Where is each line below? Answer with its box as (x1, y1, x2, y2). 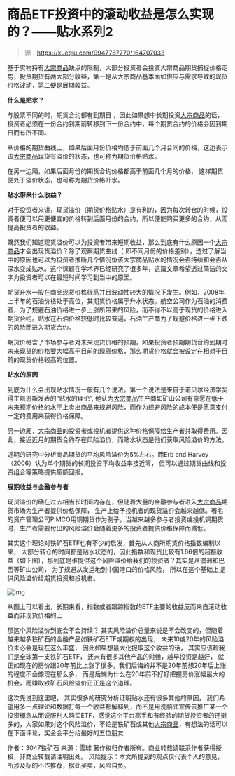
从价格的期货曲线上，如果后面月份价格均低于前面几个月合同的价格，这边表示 (7, 143, 228, 152)
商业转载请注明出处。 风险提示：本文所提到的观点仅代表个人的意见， (25, 752, 224, 761)
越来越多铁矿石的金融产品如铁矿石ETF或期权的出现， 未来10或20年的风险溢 (7, 634, 225, 643)
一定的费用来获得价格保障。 (7, 411, 87, 420)
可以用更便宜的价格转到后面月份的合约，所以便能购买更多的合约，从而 (25, 214, 228, 222)
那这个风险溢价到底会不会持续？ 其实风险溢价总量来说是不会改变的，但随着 (7, 626, 224, 634)
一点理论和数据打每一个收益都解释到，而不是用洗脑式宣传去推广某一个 (25, 702, 228, 711)
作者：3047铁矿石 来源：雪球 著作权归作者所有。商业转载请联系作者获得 (7, 743, 216, 751)
